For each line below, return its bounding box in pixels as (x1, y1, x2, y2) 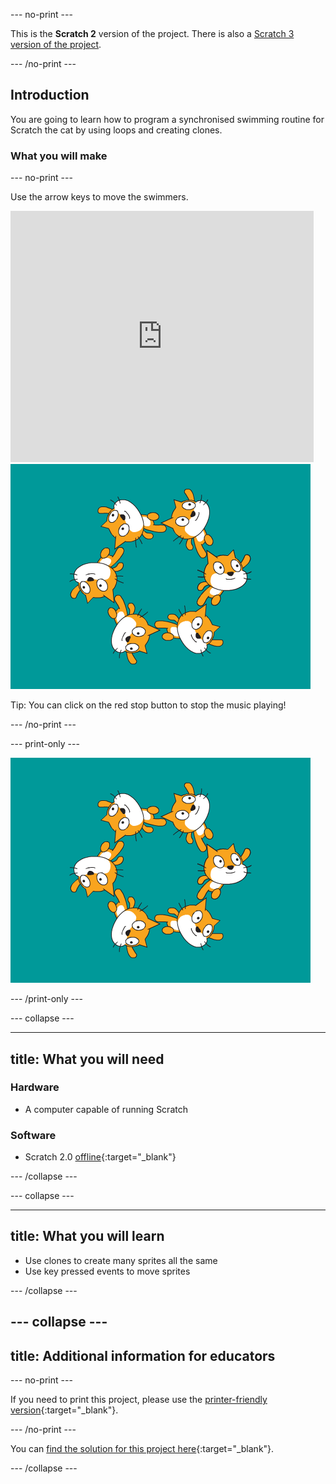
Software (10, 1128, 57, 1142)
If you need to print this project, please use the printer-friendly (10, 1394, 268, 1406)
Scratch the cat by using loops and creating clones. (10, 124, 223, 136)
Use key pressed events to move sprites (24, 1265, 191, 1277)
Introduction (10, 87, 90, 104)
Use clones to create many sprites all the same (24, 1254, 218, 1266)
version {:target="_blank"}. (10, 1404, 119, 1416)
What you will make (10, 149, 108, 163)
